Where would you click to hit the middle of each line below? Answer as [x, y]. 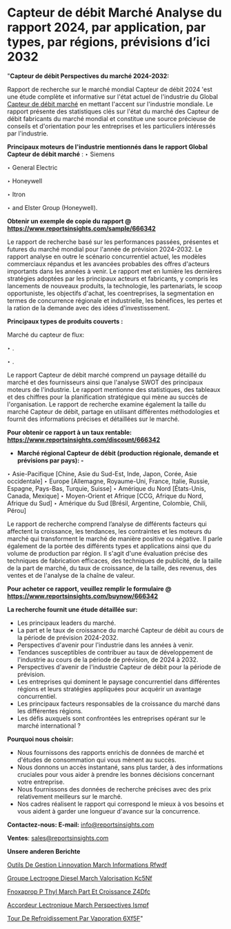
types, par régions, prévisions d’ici [109, 42]
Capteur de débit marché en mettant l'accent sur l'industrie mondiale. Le [110, 104]
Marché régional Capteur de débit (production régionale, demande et [118, 453]
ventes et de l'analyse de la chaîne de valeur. [71, 575]
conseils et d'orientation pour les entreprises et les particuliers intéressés [111, 126]
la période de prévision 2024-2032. [68, 637]
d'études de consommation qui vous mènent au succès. [97, 760]
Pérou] [17, 510]
